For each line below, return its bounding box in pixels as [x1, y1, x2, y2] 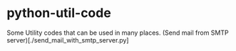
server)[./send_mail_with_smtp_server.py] [6, 35, 129, 44]
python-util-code [6, 5, 111, 21]
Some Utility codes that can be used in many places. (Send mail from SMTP [6, 28, 229, 37]
